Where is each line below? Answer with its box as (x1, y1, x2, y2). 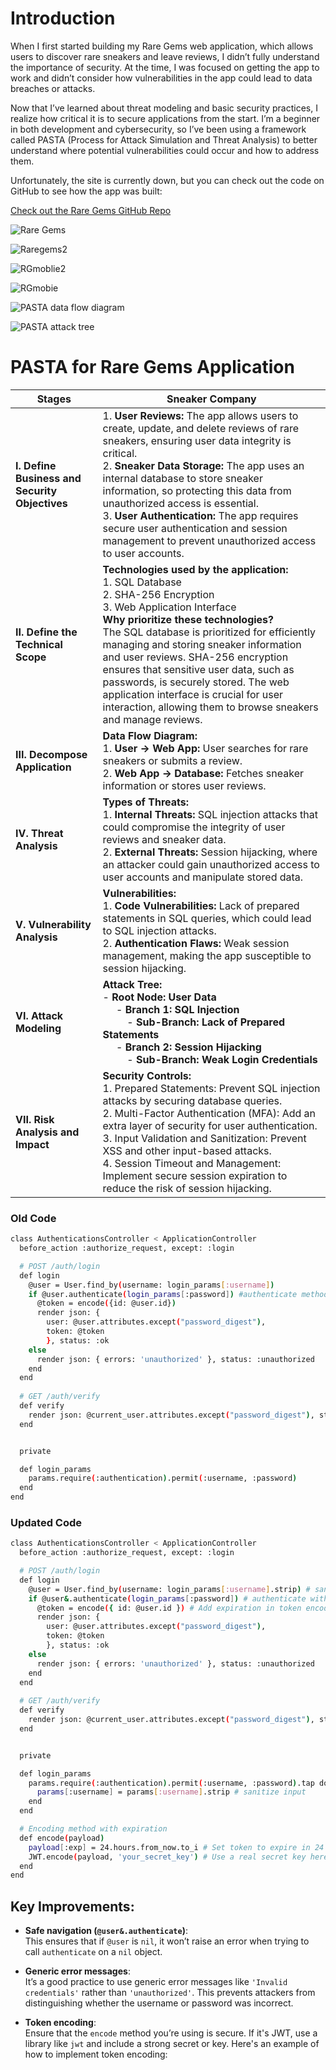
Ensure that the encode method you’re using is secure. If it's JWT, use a (24, 2027, 318, 2039)
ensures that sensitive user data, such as (102, 662, 295, 676)
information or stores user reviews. (102, 778, 267, 792)
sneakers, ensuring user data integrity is (102, 433, 292, 447)
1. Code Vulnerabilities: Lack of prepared (102, 898, 300, 912)
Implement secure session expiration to (102, 1168, 288, 1182)
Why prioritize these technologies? (102, 612, 275, 626)
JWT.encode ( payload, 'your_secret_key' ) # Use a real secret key (28, 1852, 307, 1862)
